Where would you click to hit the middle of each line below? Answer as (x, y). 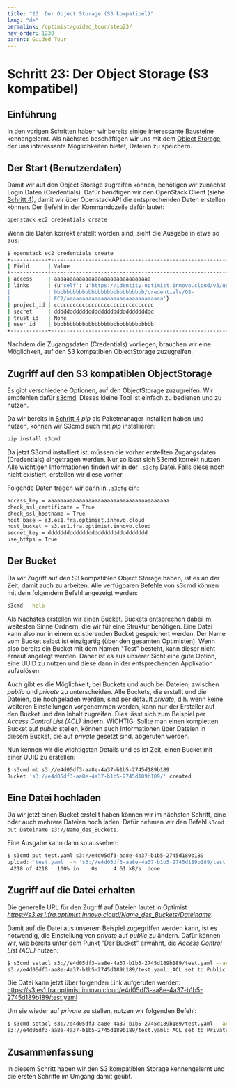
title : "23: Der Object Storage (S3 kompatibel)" (81, 14)
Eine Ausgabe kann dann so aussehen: (63, 843)
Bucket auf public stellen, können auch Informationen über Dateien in (107, 728)
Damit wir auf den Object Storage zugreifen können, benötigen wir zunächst (117, 185)
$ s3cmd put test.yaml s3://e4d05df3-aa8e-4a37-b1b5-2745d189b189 (106, 856)
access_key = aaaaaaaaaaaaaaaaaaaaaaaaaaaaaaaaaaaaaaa (88, 500)
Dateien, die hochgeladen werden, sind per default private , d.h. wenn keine (115, 699)
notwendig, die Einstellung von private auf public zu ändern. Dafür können (114, 935)
